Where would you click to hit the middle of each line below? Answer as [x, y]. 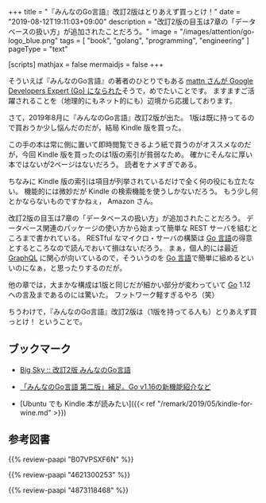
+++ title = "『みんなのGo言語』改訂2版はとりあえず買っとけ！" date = [124, 12]
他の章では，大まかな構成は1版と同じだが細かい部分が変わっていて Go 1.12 [130, 285]
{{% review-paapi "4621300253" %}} [69, 474]
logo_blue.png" [33, 41]
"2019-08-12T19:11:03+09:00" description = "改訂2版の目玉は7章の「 [122, 21]
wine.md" [35, 412]
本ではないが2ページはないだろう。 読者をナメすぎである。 [105, 164]
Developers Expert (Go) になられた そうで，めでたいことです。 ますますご [128, 91]
